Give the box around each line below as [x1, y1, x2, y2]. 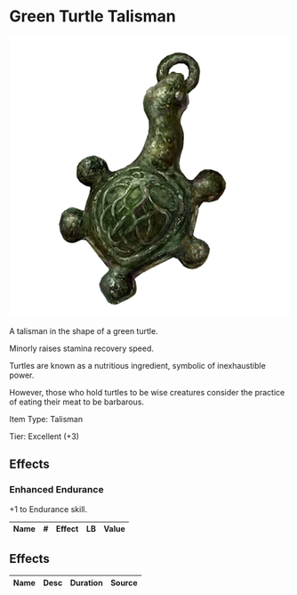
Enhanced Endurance [9, 484, 104, 496]
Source [110, 577, 138, 588]
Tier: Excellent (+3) [9, 430, 80, 442]
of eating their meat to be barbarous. [9, 396, 145, 407]
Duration [69, 577, 104, 588]
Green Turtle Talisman [9, 6, 176, 27]
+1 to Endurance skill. [9, 503, 87, 514]
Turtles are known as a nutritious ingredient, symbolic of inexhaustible [9, 360, 267, 371]
